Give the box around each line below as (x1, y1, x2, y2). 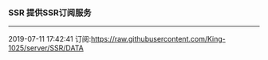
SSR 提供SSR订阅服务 (8, 6, 92, 18)
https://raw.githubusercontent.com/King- (90, 34, 226, 44)
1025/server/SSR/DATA (8, 43, 84, 53)
